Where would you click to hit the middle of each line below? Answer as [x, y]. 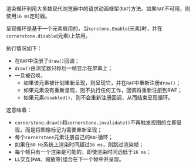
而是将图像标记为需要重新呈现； [64, 130]
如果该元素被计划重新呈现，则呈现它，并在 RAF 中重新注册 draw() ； [102, 83]
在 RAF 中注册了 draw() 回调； [47, 61]
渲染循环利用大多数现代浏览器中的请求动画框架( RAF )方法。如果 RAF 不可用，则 [98, 9]
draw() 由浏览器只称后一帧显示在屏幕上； [64, 68]
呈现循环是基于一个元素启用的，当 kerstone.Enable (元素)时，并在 [84, 28]
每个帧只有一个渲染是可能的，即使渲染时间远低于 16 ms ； [83, 152]
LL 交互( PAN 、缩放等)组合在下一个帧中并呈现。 [69, 159]
